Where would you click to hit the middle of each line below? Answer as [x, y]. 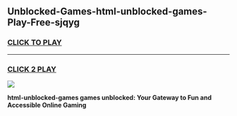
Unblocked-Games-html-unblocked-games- [107, 12]
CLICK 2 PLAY [32, 69]
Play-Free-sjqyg [43, 23]
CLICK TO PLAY [35, 43]
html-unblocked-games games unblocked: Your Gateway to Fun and [110, 97]
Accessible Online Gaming [47, 105]
